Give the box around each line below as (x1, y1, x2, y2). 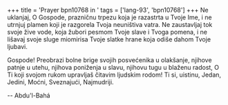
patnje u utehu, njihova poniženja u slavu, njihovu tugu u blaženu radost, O (7, 64, 220, 71)
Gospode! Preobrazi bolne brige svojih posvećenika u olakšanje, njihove (7, 56, 212, 64)
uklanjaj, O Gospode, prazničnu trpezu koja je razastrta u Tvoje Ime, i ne (7, 13, 212, 21)
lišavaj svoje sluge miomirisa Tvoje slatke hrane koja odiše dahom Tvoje (7, 35, 211, 44)
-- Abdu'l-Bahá (7, 91, 50, 99)
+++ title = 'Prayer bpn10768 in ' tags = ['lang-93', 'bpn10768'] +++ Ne (7, 6, 209, 14)
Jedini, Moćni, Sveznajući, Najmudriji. (7, 78, 114, 86)
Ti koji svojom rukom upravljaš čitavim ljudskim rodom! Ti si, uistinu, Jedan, (7, 70, 222, 79)
